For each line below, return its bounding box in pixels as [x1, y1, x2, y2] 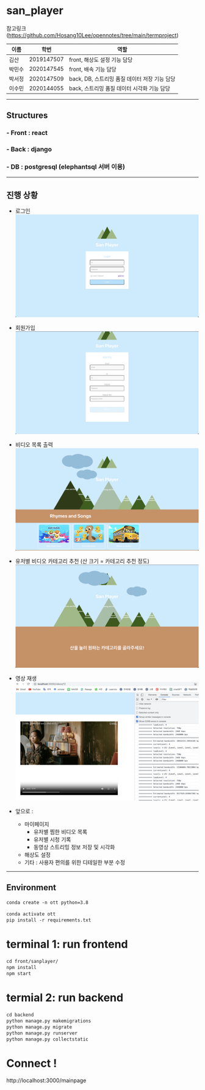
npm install [6, 964, 37, 970]
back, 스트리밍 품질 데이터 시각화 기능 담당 [69, 85, 171, 92]
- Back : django [6, 145, 52, 153]
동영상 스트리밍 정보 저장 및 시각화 [33, 843, 115, 850]
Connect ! [6, 1056, 57, 1070]
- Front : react [6, 129, 48, 137]
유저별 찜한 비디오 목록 [33, 828, 88, 835]
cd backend [6, 1012, 34, 1018]
